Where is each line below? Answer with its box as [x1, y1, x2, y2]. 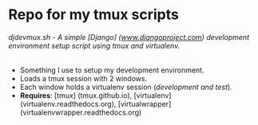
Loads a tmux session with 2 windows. [19, 74, 148, 84]
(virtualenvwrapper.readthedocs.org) [19, 107, 142, 117]
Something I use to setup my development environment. [19, 65, 204, 75]
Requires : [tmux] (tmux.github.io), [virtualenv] [19, 91, 172, 100]
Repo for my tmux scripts [8, 6, 180, 24]
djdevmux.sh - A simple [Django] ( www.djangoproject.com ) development [8, 32, 250, 41]
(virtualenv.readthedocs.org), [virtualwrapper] [19, 100, 172, 109]
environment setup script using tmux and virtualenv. [8, 41, 181, 50]
